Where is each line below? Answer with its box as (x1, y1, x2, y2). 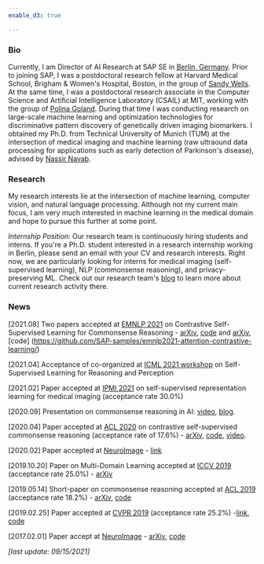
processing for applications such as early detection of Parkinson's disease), (8, 145, 254, 155)
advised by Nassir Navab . (8, 154, 92, 163)
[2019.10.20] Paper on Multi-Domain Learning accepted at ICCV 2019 (8, 460, 232, 470)
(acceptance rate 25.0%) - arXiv (8, 469, 113, 478)
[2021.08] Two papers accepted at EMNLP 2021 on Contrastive (8, 319, 212, 328)
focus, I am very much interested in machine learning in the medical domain (8, 208, 254, 218)
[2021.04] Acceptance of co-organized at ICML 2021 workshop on (8, 359, 224, 369)
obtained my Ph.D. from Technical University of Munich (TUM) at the (8, 129, 230, 138)
